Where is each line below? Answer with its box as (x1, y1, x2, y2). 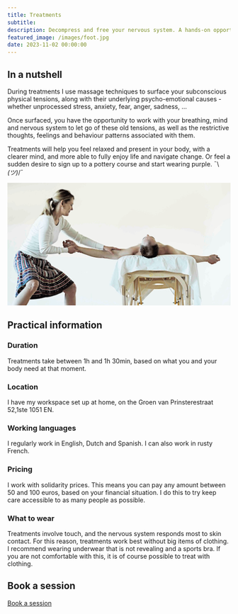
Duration (7, 341, 38, 351)
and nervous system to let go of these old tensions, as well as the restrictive (7, 123, 229, 132)
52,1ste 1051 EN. (7, 406, 55, 414)
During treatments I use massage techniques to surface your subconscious (7, 87, 227, 96)
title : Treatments (7, 11, 62, 18)
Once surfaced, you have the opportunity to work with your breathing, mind (7, 115, 228, 124)
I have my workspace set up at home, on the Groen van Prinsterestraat (7, 398, 214, 407)
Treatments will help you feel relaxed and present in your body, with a (7, 144, 210, 153)
